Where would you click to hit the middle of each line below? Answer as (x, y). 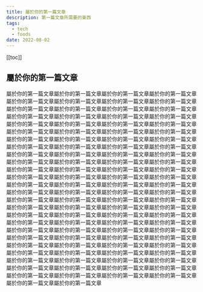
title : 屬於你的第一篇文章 (36, 12)
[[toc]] (14, 57)
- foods (21, 35)
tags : (13, 23)
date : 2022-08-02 (28, 40)
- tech (20, 29)
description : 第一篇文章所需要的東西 (49, 18)
